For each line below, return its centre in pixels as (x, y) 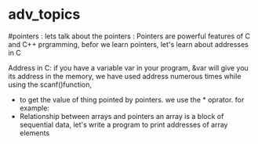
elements (35, 133)
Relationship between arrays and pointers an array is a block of (122, 116)
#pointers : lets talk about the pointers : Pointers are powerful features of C (129, 36)
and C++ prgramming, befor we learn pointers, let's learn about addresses (128, 44)
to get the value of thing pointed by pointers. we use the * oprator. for (132, 99)
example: (34, 108)
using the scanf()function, (50, 85)
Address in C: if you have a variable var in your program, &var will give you (128, 67)
